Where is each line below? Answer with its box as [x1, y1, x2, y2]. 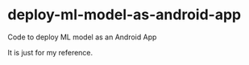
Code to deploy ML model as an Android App [7, 32, 157, 42]
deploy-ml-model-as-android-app [7, 6, 242, 24]
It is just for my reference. [7, 47, 93, 57]
